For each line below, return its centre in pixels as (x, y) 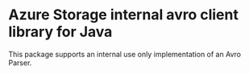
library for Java (60, 32)
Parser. (20, 63)
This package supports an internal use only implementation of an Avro (125, 54)
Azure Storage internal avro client (124, 15)
